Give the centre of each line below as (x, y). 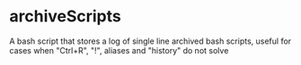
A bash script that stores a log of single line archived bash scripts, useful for (150, 41)
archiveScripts (65, 16)
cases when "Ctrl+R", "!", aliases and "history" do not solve (119, 50)
